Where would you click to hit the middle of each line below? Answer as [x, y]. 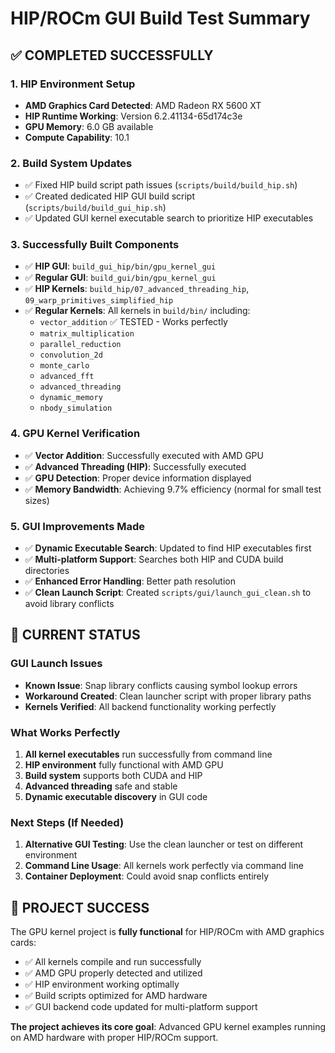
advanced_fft [67, 377]
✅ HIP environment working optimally [102, 984]
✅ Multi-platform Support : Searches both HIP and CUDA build [154, 559]
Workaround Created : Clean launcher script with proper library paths [168, 696]
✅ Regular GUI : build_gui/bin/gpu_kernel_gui [120, 278]
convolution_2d [71, 355]
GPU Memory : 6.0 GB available [89, 126]
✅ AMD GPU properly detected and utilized [113, 973]
